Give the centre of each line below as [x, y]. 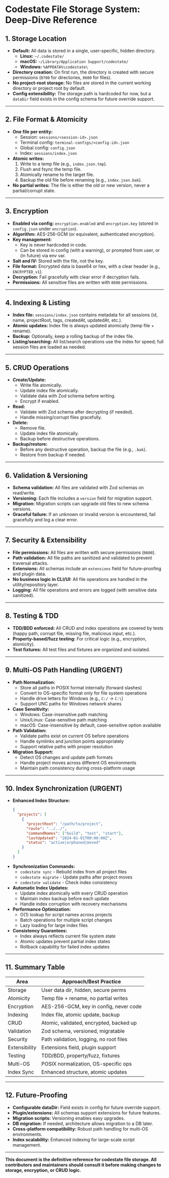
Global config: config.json [48, 148]
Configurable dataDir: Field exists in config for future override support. [87, 1107]
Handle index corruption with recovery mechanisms [73, 904]
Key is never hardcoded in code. [54, 245]
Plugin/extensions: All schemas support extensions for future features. [87, 1112]
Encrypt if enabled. [40, 401]
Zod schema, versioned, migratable [83, 1031]
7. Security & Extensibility [46, 540]
